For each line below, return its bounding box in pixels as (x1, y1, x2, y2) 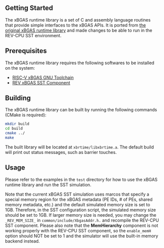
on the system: (5, 65, 35, 71)
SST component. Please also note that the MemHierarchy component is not (5, 223, 158, 228)
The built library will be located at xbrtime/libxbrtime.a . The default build (5, 144, 154, 150)
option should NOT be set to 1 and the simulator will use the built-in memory (5, 233, 158, 239)
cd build (5, 126, 23, 131)
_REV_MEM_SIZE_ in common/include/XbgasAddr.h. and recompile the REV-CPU (5, 217, 159, 223)
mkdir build (5, 122, 29, 126)
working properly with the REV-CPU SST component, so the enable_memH (5, 227, 151, 233)
